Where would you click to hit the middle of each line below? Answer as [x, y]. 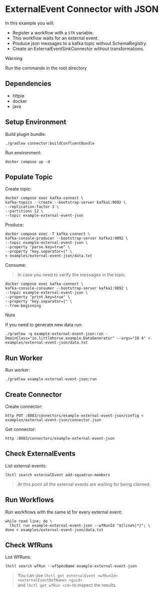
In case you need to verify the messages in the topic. [72, 275]
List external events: [26, 466]
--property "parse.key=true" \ [38, 247]
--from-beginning [23, 306]
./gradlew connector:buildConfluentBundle [50, 143]
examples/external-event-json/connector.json [53, 420]
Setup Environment [36, 122]
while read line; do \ [29, 521]
